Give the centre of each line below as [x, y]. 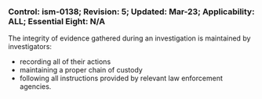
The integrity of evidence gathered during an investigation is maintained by [129, 38]
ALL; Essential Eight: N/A [57, 21]
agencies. [35, 87]
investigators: [30, 47]
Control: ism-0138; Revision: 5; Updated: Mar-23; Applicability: [131, 12]
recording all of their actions [65, 62]
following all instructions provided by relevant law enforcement [121, 78]
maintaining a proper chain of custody [81, 70]
